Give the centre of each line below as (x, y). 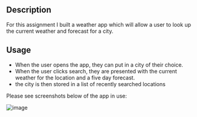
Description (29, 10)
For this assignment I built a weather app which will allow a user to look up (99, 24)
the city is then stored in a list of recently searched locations (90, 84)
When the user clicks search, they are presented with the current (96, 71)
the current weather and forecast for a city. (60, 31)
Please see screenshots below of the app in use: (67, 96)
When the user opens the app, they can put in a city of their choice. (99, 65)
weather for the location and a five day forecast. (75, 78)
